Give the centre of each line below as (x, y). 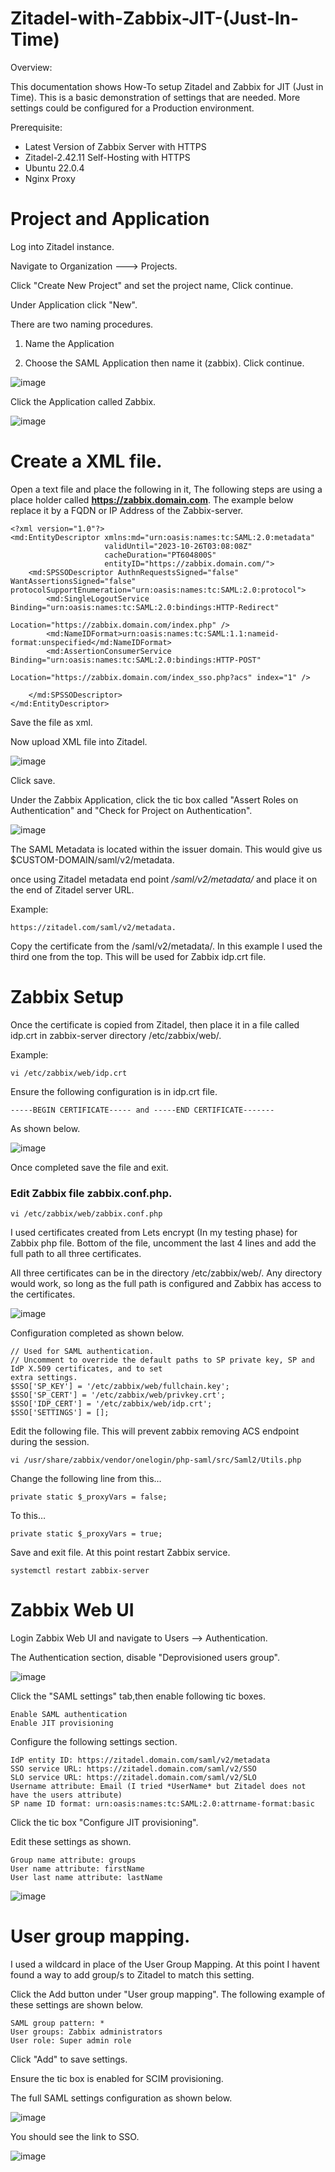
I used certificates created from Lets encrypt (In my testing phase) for (154, 1233)
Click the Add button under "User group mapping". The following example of (168, 1994)
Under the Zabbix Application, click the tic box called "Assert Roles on (154, 799)
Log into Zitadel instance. (62, 246)
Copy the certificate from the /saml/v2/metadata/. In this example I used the (166, 946)
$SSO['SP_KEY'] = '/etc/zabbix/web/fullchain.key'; (120, 1387)
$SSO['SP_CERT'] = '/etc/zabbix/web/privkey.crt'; (118, 1395)
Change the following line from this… (86, 1479)
